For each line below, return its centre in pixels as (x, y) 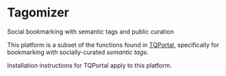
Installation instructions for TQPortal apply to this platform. (90, 65)
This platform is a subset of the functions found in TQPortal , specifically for (113, 45)
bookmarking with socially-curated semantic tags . (78, 52)
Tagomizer (38, 13)
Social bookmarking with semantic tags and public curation (91, 31)
